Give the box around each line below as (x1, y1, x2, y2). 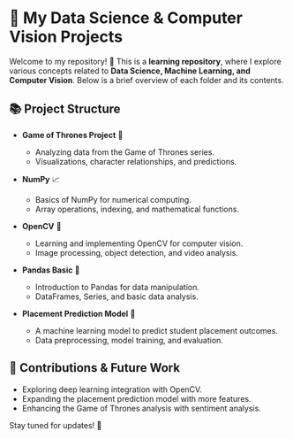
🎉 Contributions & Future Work (9, 360, 181, 375)
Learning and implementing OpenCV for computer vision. (34, 238, 244, 249)
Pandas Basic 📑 (21, 265, 81, 275)
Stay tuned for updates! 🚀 (9, 420, 102, 430)
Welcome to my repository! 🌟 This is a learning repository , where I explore (9, 56, 282, 66)
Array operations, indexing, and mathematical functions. (34, 204, 240, 214)
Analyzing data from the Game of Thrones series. (34, 146, 214, 158)
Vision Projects (9, 27, 124, 47)
